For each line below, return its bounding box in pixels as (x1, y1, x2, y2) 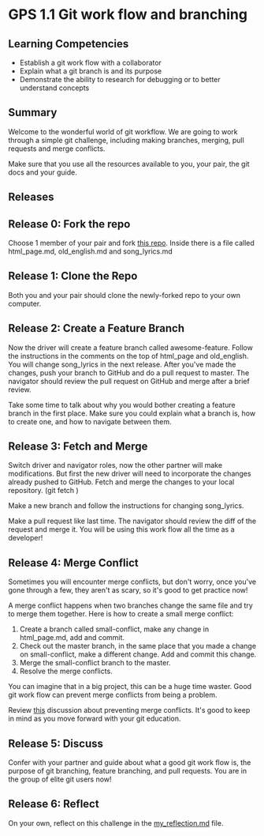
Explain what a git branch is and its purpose (19, 66, 162, 76)
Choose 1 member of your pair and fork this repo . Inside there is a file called (8, 239, 255, 248)
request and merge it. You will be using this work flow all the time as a (8, 525, 235, 534)
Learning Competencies (8, 37, 129, 51)
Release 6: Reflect (8, 797, 100, 811)
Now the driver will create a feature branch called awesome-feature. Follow (8, 342, 254, 352)
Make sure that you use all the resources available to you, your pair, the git (8, 159, 250, 168)
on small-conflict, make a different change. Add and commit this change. (19, 650, 257, 659)
